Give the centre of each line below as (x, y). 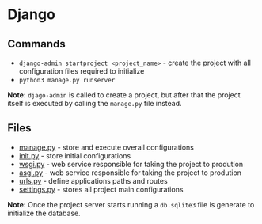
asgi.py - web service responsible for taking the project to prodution (130, 173)
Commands (37, 44)
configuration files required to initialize (82, 71)
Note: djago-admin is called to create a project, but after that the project (124, 95)
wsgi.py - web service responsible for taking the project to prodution (131, 164)
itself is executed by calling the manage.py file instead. (95, 103)
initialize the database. (44, 213)
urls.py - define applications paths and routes (93, 180)
